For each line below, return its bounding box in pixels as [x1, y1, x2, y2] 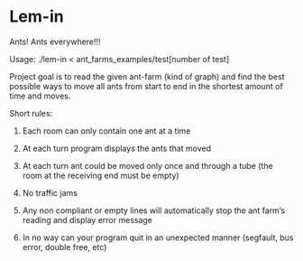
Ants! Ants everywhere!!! [9, 36, 101, 47]
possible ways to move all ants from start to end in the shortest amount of [9, 80, 284, 91]
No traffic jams [22, 187, 78, 198]
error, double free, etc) [22, 241, 107, 252]
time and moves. [9, 90, 71, 101]
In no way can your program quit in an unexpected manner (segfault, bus [22, 232, 294, 243]
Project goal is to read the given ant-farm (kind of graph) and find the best [9, 70, 285, 82]
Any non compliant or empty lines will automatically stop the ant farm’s [22, 205, 286, 216]
